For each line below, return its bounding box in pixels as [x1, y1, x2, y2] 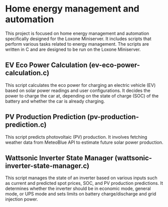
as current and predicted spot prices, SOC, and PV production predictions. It [5, 180, 163, 186]
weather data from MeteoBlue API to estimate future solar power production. [5, 139, 163, 145]
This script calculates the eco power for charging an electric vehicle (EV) [5, 82, 156, 88]
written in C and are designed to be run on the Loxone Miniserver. [5, 46, 141, 52]
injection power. [5, 196, 39, 202]
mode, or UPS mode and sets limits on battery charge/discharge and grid [5, 191, 156, 197]
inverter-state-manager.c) [5, 161, 89, 170]
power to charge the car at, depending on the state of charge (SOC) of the [5, 92, 159, 98]
